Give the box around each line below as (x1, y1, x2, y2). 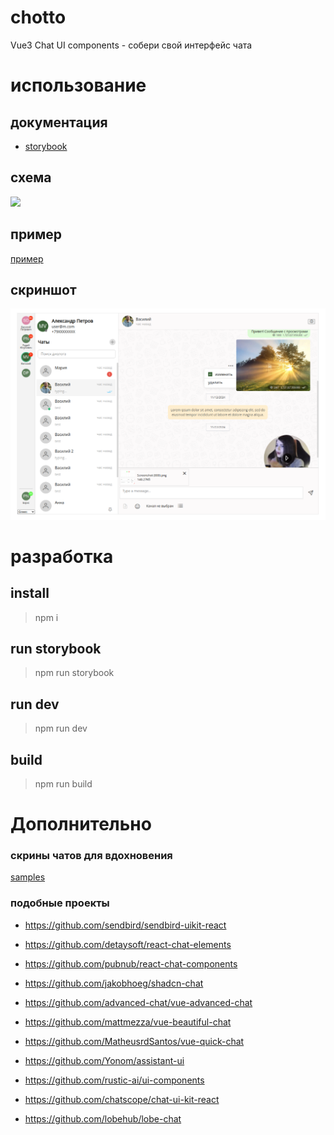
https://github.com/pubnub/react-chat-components (24, 957, 238, 970)
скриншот (10, 281, 77, 298)
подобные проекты (10, 896, 110, 910)
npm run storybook (34, 667, 115, 679)
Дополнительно (10, 813, 152, 836)
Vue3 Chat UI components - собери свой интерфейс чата (10, 39, 253, 51)
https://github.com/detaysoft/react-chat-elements (24, 938, 232, 950)
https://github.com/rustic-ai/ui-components (24, 1074, 205, 1086)
